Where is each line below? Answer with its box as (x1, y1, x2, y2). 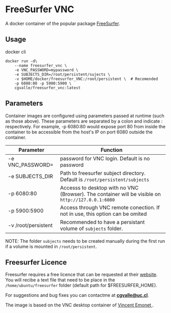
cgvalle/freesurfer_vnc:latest (14, 85, 81, 90)
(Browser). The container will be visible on (60, 190, 161, 197)
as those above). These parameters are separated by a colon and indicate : (5, 118, 163, 124)
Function (100, 146, 123, 153)
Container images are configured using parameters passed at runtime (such (5, 112, 164, 119)
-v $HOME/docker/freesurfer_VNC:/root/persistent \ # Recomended (14, 76, 158, 81)
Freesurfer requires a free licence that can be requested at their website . (5, 271, 158, 278)
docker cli (5, 48, 26, 54)
